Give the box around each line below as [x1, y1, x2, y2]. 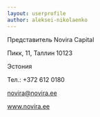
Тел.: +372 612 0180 [7, 75, 66, 83]
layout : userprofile [7, 10, 67, 17]
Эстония [7, 62, 32, 70]
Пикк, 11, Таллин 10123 [7, 49, 73, 57]
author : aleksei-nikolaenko [7, 17, 88, 23]
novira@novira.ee [7, 89, 57, 97]
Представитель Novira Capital [7, 35, 94, 43]
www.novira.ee [7, 102, 50, 110]
